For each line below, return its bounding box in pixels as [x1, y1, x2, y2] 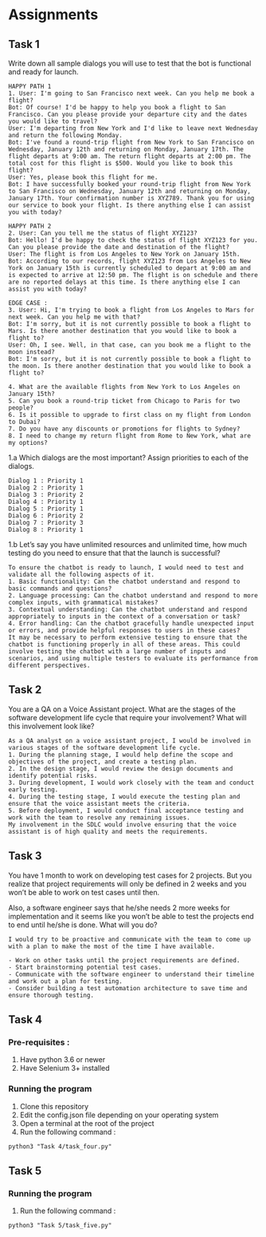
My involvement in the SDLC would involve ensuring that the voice [8, 820, 237, 828]
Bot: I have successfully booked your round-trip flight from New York [8, 180, 251, 188]
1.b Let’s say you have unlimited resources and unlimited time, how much [8, 540, 248, 549]
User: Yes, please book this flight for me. [8, 173, 158, 181]
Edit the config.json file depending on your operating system [19, 1110, 219, 1120]
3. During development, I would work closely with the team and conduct [8, 779, 255, 787]
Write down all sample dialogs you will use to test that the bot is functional [8, 58, 252, 68]
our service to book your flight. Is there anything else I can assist [8, 201, 251, 209]
